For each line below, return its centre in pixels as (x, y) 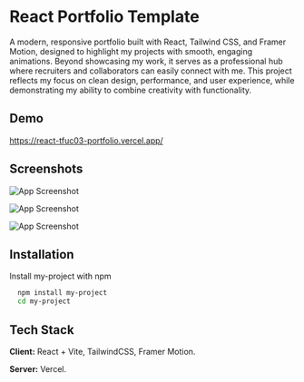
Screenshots (46, 169)
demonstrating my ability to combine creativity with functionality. (131, 90)
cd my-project (44, 301)
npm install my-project (62, 293)
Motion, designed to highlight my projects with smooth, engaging (131, 51)
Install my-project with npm (60, 276)
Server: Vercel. (38, 368)
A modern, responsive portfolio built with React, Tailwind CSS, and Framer (148, 42)
